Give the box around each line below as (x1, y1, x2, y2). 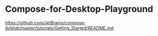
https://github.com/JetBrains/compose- (5, 20, 86, 26)
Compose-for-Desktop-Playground (5, 3, 154, 15)
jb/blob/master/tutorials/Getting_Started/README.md (5, 25, 114, 31)
